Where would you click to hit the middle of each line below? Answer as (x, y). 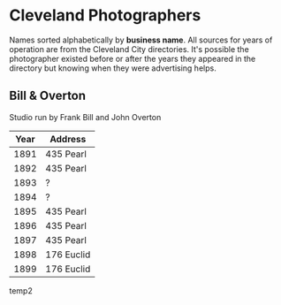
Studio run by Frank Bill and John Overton (85, 117)
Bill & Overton (48, 96)
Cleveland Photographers (105, 15)
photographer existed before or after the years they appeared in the (133, 58)
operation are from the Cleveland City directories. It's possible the (129, 49)
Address (68, 139)
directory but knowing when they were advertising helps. (113, 68)
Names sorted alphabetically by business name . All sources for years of (141, 40)
